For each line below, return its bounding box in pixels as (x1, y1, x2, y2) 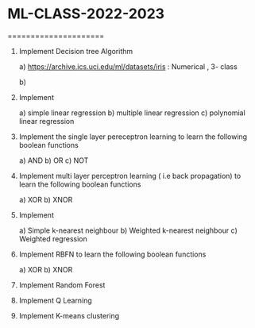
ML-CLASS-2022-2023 (7, 5, 164, 23)
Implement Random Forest (18, 280, 106, 290)
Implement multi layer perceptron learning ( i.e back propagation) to (18, 171, 241, 180)
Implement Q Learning (18, 295, 92, 305)
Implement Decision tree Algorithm (18, 46, 133, 56)
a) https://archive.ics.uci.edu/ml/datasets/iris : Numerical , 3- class (18, 61, 238, 71)
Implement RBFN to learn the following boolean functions (18, 249, 207, 259)
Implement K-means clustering (18, 311, 120, 320)
